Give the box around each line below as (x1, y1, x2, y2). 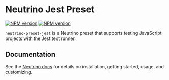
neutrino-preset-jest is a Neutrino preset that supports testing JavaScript (5, 30, 162, 36)
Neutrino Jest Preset (5, 4, 95, 15)
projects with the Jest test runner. (5, 35, 76, 42)
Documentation (5, 50, 56, 59)
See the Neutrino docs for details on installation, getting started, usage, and (5, 63, 164, 69)
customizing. (5, 69, 33, 75)
